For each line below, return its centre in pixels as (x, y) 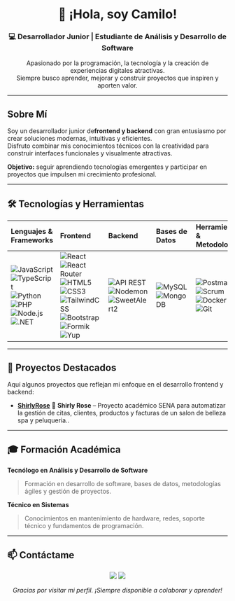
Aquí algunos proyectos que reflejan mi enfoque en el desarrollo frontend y (115, 384)
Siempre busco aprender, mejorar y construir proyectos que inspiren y (117, 78)
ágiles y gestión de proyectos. (68, 491)
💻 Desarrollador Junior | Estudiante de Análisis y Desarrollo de (117, 36)
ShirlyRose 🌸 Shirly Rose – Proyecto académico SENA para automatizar (121, 405)
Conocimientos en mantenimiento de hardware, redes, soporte (114, 518)
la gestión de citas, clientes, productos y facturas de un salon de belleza (121, 413)
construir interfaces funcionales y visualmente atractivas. (90, 153)
